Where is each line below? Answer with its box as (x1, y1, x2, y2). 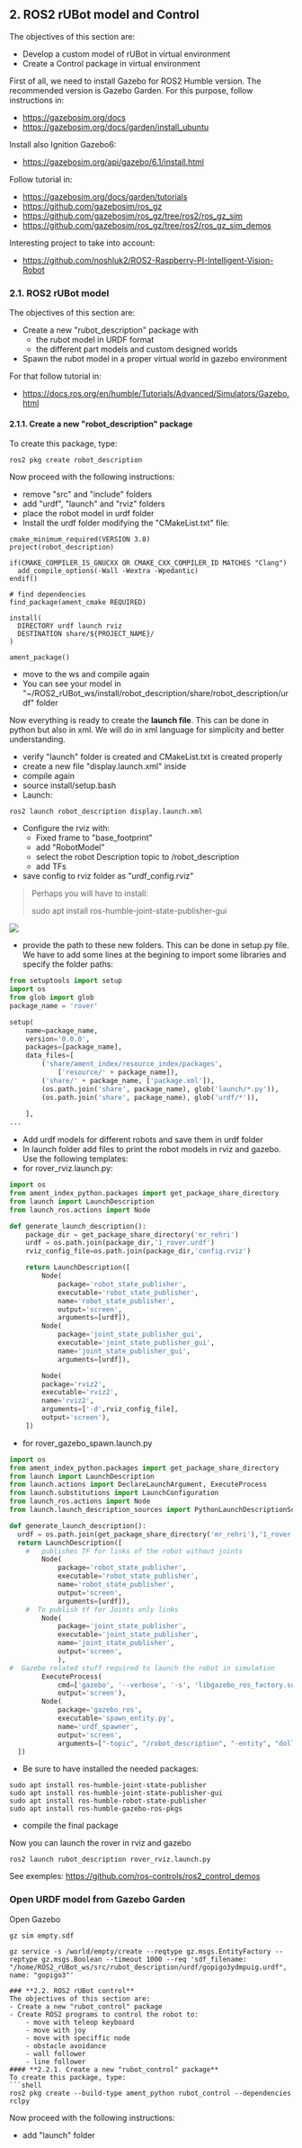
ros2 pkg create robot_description (9, 456, 143, 465)
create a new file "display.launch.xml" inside (22, 761, 187, 772)
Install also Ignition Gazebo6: (9, 139, 117, 149)
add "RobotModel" (35, 842, 105, 853)
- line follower (25, 2057, 87, 2066)
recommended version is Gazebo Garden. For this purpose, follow (9, 85, 253, 95)
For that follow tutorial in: (9, 371, 102, 381)
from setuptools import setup (9, 976, 123, 986)
